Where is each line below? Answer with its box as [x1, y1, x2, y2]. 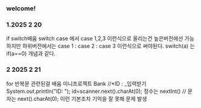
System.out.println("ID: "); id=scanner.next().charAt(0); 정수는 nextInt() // [6, 87, 187, 95]
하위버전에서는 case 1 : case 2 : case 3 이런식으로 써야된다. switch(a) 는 [22, 42, 195, 49]
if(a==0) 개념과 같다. [6, 50, 56, 57]
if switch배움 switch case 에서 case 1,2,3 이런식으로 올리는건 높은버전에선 [6, 35, 183, 42]
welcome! [6, 4, 36, 13]
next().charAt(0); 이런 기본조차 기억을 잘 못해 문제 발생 [17, 95, 147, 102]
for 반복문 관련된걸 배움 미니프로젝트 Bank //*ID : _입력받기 [6, 80, 147, 87]
